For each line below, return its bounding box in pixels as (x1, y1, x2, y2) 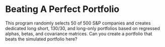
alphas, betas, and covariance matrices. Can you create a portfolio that (5, 30, 152, 36)
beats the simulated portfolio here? (5, 36, 77, 42)
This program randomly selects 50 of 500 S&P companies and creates (5, 20, 151, 26)
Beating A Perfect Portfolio (5, 3, 120, 15)
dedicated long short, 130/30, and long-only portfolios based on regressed (5, 25, 160, 31)
